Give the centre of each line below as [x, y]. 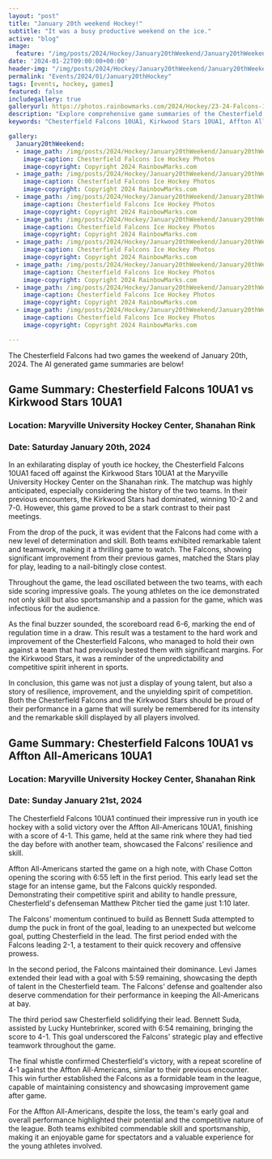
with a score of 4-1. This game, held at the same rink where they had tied [130, 835]
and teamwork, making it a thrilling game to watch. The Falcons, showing [130, 550]
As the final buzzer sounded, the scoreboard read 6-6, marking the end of [132, 624]
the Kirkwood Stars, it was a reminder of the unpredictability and [116, 659]
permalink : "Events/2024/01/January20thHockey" [90, 76]
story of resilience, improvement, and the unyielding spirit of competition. [131, 692]
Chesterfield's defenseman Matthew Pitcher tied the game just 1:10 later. [129, 903]
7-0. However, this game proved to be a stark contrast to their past [119, 508]
